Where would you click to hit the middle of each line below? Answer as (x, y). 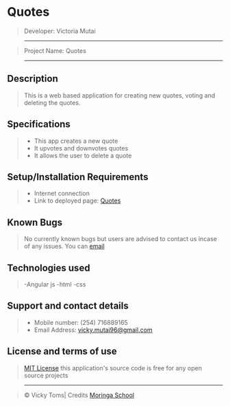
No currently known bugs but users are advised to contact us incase (120, 239)
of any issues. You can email (64, 246)
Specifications (39, 124)
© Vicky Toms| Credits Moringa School (79, 395)
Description (33, 79)
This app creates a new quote (76, 141)
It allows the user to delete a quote (83, 155)
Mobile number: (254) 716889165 (81, 322)
